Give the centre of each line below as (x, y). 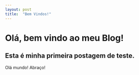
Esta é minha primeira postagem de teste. (70, 56)
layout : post (18, 9)
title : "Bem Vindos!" (28, 14)
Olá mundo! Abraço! (25, 67)
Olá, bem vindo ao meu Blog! (64, 38)
